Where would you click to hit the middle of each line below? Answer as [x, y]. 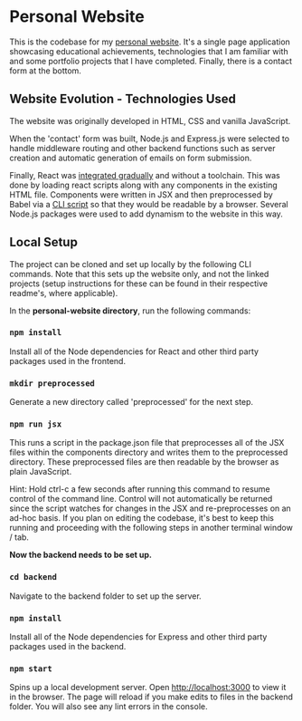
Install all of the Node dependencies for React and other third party [134, 351]
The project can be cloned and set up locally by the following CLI [130, 264]
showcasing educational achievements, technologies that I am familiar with [149, 51]
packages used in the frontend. [68, 360]
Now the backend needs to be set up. [80, 555]
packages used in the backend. [68, 647]
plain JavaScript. [41, 472]
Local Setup [44, 242]
